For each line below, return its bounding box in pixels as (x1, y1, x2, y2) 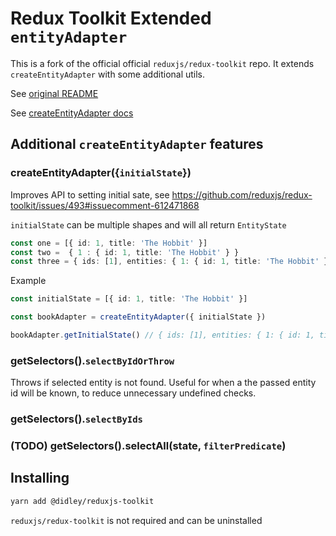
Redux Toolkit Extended (10, 7, 212, 30)
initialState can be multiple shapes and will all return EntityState (10, 218, 287, 231)
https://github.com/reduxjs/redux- (171, 188, 313, 201)
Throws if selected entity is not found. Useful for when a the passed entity (10, 377, 317, 389)
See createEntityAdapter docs (10, 107, 134, 119)
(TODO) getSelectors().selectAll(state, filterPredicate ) (10, 439, 287, 453)
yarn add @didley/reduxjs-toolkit (10, 496, 155, 506)
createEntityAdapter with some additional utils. (10, 68, 206, 80)
